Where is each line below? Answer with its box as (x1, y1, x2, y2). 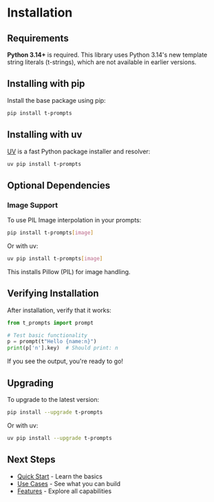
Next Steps (7, 454, 56, 465)
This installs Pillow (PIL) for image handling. (7, 267, 131, 276)
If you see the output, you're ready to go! (7, 357, 124, 365)
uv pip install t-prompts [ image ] (7, 255, 103, 262)
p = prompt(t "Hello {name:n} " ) (7, 338, 97, 345)
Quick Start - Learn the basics (17, 472, 103, 481)
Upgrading (7, 377, 54, 389)
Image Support (7, 200, 58, 210)
